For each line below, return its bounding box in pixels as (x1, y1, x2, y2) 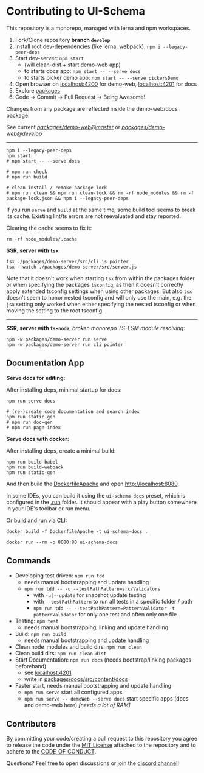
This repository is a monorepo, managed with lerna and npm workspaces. (6, 24, 191, 32)
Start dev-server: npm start (15, 54, 84, 62)
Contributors (6, 719, 56, 729)
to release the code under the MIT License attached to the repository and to (6, 741, 196, 749)
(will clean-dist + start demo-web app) (24, 61, 121, 68)
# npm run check (6, 169, 47, 175)
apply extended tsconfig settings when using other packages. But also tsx (6, 288, 192, 295)
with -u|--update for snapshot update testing (33, 591, 146, 598)
